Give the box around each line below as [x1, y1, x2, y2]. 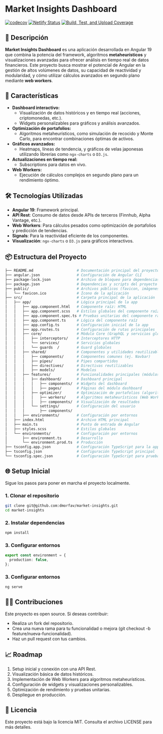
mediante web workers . [5, 77, 53, 83]
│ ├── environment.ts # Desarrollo [5, 436, 103, 440]
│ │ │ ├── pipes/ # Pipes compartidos [5, 359, 118, 364]
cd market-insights [5, 508, 45, 513]
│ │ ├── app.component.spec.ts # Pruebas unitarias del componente [5, 313, 153, 318]
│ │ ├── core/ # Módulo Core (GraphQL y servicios [5, 331, 151, 336]
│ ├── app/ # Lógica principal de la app [5, 300, 138, 305]
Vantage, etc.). [12, 218, 42, 223]
